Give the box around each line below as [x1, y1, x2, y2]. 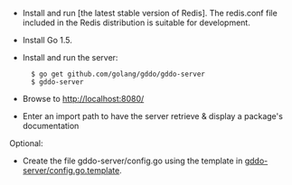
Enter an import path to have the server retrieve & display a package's [22, 111, 283, 121]
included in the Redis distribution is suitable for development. [22, 17, 250, 28]
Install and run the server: [22, 52, 118, 62]
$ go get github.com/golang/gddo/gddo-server [31, 69, 205, 79]
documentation [22, 121, 80, 131]
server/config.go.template [22, 165, 120, 175]
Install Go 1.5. [22, 35, 72, 45]
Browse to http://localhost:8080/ [22, 94, 145, 104]
